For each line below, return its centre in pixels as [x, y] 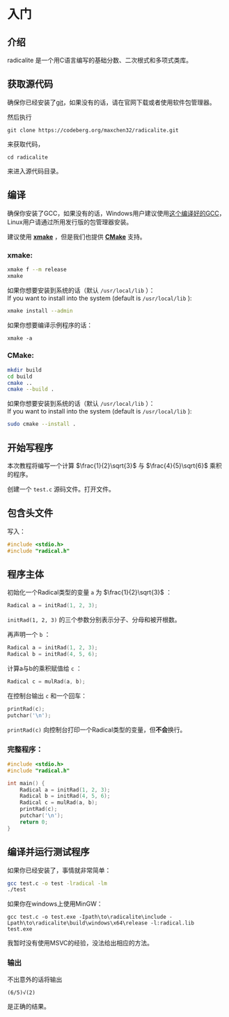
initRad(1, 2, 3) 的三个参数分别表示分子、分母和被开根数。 [94, 620]
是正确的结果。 [29, 1006]
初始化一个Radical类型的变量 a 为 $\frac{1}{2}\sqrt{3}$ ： [90, 592]
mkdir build [24, 370]
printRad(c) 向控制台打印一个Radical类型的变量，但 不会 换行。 [97, 730]
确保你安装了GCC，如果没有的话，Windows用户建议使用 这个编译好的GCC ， [116, 213]
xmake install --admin [40, 310]
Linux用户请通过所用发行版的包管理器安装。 [70, 222]
